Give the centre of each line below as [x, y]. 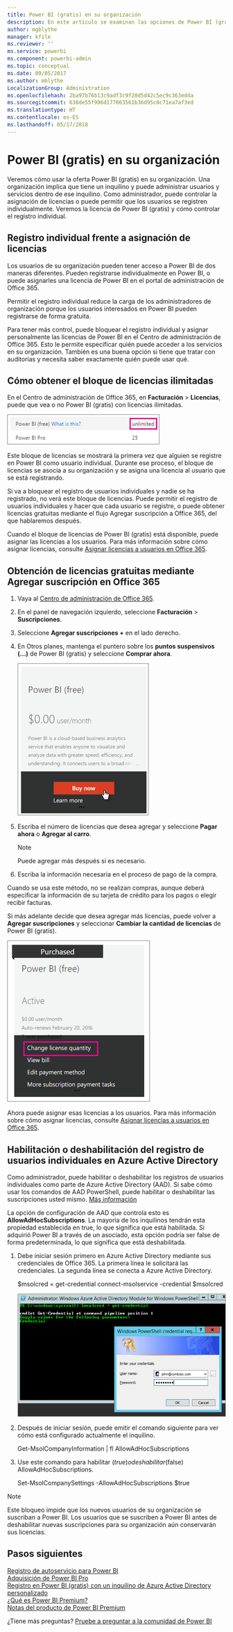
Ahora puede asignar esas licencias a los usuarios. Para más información [112, 1113]
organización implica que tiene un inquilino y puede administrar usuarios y [113, 186]
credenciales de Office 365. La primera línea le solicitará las [103, 1263]
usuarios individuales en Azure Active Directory [113, 1160]
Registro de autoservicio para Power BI [63, 1570]
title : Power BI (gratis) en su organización [74, 15]
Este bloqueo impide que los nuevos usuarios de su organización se [104, 1510]
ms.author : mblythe [35, 81]
